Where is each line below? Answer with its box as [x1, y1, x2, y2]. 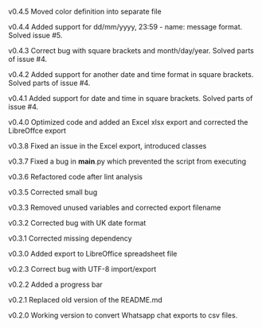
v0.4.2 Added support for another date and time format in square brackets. [8, 70, 254, 79]
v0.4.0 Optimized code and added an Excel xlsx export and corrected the [8, 118, 248, 126]
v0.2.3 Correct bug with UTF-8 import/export [8, 264, 157, 273]
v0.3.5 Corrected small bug [8, 187, 98, 197]
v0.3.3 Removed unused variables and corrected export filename [8, 203, 221, 212]
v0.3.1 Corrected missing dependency [8, 233, 133, 243]
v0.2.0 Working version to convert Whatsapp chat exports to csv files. [8, 311, 238, 320]
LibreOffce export [8, 126, 66, 135]
